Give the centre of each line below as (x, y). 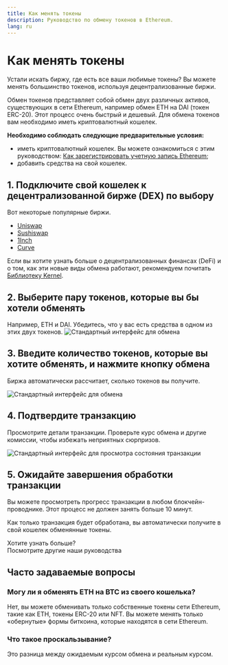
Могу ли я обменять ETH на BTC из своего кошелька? (101, 591)
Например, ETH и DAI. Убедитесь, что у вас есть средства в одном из (110, 324)
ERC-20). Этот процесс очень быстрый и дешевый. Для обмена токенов (113, 115)
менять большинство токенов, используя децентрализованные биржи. (112, 87)
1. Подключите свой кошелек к (77, 185)
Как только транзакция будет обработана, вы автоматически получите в (114, 522)
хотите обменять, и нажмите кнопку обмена (109, 365)
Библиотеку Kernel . (35, 275)
